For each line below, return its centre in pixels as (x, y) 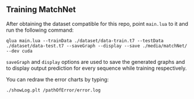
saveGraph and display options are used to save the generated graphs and (96, 62)
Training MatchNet (41, 10)
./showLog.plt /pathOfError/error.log (53, 90)
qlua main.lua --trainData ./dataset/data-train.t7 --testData (85, 40)
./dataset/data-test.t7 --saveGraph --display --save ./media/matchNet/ (97, 46)
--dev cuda (19, 51)
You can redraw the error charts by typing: (57, 79)
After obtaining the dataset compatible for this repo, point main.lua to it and (97, 23)
